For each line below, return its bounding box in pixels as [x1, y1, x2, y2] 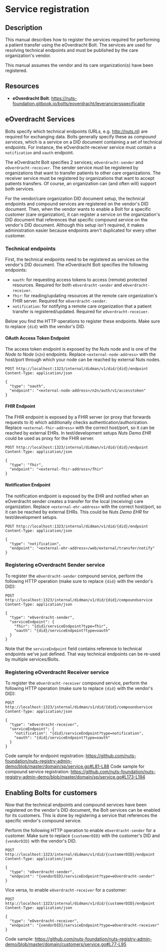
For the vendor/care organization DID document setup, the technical [5, 195, 146, 201]
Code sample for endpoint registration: [5, 753, 85, 759]
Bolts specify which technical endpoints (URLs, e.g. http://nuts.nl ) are [5, 128, 148, 134]
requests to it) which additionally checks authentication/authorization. [5, 420, 149, 426]
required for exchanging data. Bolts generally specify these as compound [5, 133, 156, 139]
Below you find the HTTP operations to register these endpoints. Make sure [5, 318, 161, 324]
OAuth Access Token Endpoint [5, 335, 70, 341]
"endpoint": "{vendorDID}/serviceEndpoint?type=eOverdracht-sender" [9, 874, 155, 879]
